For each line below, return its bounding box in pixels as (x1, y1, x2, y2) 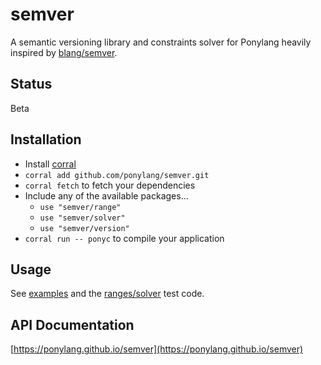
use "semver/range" (39, 202, 122, 212)
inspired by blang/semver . (10, 46, 118, 58)
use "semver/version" (39, 223, 130, 233)
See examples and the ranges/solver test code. (10, 288, 205, 300)
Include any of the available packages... (24, 189, 189, 202)
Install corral (24, 158, 77, 170)
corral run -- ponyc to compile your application (24, 232, 225, 244)
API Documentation (10, 316, 135, 333)
